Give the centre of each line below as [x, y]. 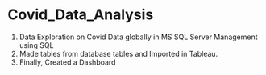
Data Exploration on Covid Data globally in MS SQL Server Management [139, 37]
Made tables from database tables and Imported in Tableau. [118, 53]
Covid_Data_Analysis [81, 15]
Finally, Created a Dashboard [67, 62]
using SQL [36, 45]
